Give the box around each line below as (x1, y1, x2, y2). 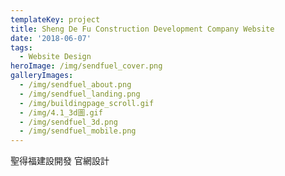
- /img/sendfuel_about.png (19, 80, 132, 90)
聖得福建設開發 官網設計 (10, 155, 110, 167)
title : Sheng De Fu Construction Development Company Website (10, 24, 275, 34)
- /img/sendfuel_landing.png (19, 89, 141, 99)
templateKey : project (10, 14, 101, 25)
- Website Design (19, 52, 92, 62)
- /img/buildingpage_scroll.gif (19, 98, 155, 108)
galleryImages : (10, 71, 74, 81)
